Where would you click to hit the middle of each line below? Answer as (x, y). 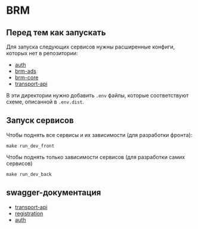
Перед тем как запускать (56, 33)
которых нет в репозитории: (42, 53)
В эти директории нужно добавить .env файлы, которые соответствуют (98, 95)
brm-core (27, 77)
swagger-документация (54, 193)
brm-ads (26, 71)
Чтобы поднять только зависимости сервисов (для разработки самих (96, 157)
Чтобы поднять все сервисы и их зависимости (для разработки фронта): (99, 135)
